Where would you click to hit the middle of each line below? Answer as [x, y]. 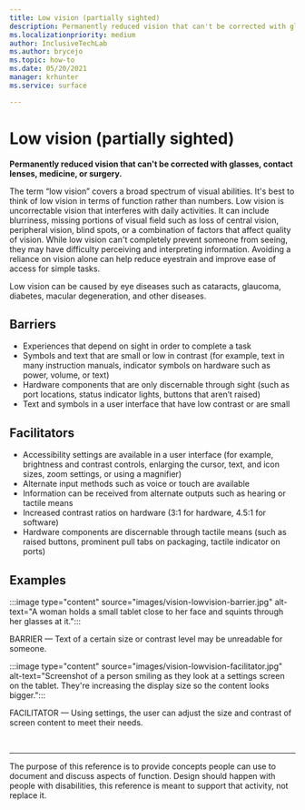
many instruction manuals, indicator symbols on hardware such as [146, 366]
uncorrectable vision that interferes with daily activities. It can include [139, 210]
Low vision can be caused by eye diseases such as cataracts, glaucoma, [145, 286]
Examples [38, 580]
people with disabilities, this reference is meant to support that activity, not [149, 785]
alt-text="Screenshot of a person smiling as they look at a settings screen [147, 676]
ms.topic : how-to [42, 60]
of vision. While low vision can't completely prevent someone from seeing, [149, 239]
